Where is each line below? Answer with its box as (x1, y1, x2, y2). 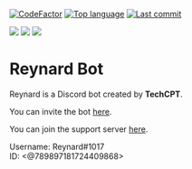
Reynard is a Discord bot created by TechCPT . (9, 89, 183, 99)
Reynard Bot (9, 59, 104, 80)
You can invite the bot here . (9, 106, 112, 117)
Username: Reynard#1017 (9, 141, 105, 152)
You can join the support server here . (9, 123, 149, 135)
